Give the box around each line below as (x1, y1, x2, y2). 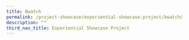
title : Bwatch (6, 8, 42, 15)
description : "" (6, 19, 47, 25)
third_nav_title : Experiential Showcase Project (6, 25, 130, 31)
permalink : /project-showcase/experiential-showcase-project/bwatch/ (6, 14, 184, 20)
